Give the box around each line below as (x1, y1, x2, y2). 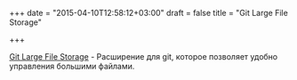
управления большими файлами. (9, 61, 135, 71)
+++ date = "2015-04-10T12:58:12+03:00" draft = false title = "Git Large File (9, 8, 289, 18)
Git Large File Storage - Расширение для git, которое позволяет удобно (9, 52, 278, 61)
